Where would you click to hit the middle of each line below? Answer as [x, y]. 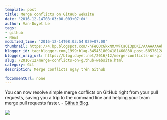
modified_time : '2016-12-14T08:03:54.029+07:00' [56, 42]
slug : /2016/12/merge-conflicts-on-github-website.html [64, 60]
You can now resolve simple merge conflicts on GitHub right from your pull [82, 92]
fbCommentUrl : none [25, 79]
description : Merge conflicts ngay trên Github [55, 70]
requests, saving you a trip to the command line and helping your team [78, 97]
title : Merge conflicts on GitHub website [50, 14]
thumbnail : [16, 46]
